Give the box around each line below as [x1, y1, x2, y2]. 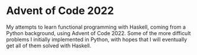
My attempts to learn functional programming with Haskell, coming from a [6, 23, 186, 30]
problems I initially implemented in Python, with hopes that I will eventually [6, 36, 188, 43]
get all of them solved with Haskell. [6, 42, 92, 49]
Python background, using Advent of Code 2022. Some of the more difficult [6, 29, 191, 36]
